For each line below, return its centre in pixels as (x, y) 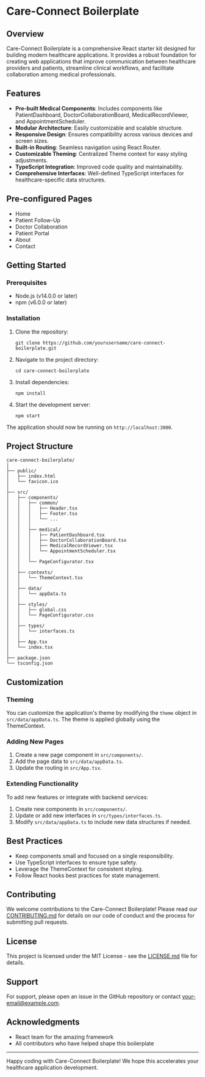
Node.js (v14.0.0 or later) (46, 296)
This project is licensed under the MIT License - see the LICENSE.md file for (102, 956)
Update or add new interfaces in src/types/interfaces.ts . (89, 815)
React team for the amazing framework (64, 1037)
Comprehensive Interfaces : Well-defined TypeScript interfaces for (99, 173)
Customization (35, 682)
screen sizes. (32, 141)
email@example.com (33, 1002)
